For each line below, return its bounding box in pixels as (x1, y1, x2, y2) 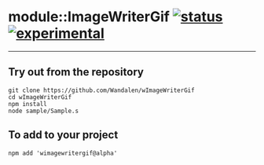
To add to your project (8, 128, 119, 141)
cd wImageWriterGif (8, 93, 72, 101)
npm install (8, 100, 47, 108)
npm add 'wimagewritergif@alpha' (8, 149, 118, 157)
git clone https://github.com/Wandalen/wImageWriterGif (8, 86, 195, 94)
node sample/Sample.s (8, 107, 79, 115)
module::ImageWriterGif (8, 8, 170, 26)
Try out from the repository (8, 65, 144, 79)
